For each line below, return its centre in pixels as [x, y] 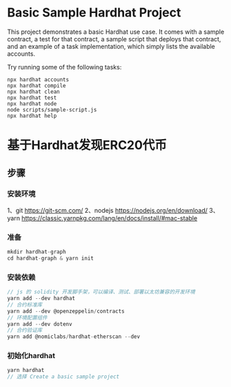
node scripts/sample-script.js [52, 109]
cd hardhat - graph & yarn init [51, 258]
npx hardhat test [32, 98]
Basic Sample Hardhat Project [94, 13]
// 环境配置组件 [27, 317]
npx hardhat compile [37, 85]
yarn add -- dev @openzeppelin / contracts [66, 311]
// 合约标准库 [25, 304]
